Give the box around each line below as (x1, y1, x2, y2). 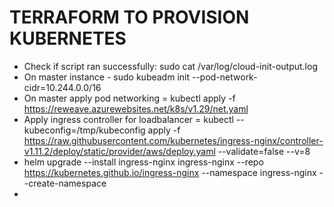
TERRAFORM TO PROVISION (9, 6, 250, 29)
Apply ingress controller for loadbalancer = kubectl (23, 113, 234, 125)
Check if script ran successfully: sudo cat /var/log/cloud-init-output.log (23, 60, 318, 72)
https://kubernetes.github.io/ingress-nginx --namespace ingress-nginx (23, 166, 317, 178)
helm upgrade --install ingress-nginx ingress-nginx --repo (23, 156, 264, 168)
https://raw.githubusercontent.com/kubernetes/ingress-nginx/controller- (23, 134, 324, 146)
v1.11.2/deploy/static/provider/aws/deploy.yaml (23, 145, 216, 157)
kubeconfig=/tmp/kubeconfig (23, 124, 146, 136)
